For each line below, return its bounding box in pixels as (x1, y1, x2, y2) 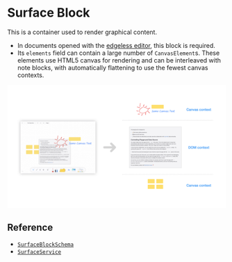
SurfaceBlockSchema (17, 241, 74, 248)
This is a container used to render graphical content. (7, 28, 158, 36)
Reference (7, 221, 53, 234)
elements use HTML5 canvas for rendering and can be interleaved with (17, 56, 221, 64)
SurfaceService (17, 249, 62, 256)
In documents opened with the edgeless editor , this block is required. (17, 41, 215, 49)
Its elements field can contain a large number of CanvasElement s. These (17, 49, 220, 57)
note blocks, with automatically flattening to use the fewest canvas (17, 63, 208, 72)
